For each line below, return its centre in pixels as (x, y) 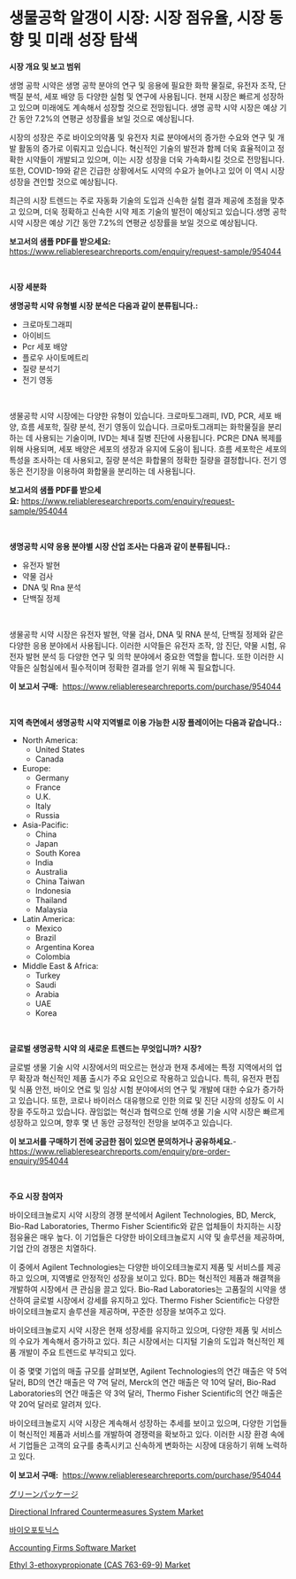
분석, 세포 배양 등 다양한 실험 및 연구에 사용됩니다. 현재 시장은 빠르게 (143, 96)
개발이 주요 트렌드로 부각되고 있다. (77, 1352)
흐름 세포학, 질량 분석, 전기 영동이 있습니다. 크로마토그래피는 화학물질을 (143, 427)
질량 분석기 (41, 368)
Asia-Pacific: (45, 824)
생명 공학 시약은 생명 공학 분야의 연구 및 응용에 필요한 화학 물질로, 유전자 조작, (143, 85)
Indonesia (53, 890)
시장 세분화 (28, 286)
